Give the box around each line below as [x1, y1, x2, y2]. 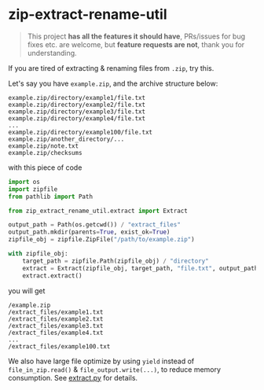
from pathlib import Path [8, 193, 93, 201]
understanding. [27, 48, 77, 57]
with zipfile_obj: [8, 250, 68, 258]
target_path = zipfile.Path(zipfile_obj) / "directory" [22, 257, 210, 265]
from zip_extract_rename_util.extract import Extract [8, 207, 189, 215]
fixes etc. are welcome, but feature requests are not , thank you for [27, 39, 245, 49]
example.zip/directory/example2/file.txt [8, 101, 146, 109]
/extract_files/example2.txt [8, 315, 104, 323]
